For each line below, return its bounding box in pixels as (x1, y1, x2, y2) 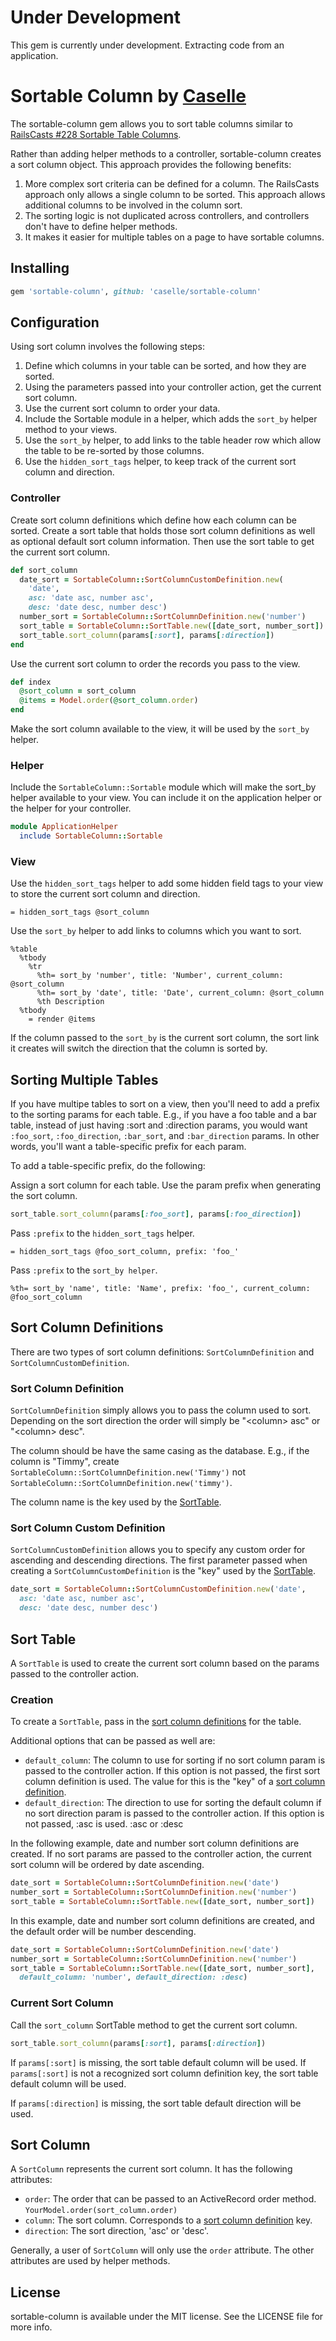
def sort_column (10, 565, 78, 575)
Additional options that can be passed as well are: (10, 1735, 216, 1747)
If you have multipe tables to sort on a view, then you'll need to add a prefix (10, 1098, 321, 1110)
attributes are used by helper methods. (10, 2255, 171, 2267)
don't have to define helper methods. (24, 220, 178, 232)
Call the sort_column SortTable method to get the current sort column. (10, 2019, 298, 2031)
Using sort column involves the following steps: (10, 341, 205, 353)
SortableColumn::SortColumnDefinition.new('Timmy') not (10, 1466, 246, 1478)
